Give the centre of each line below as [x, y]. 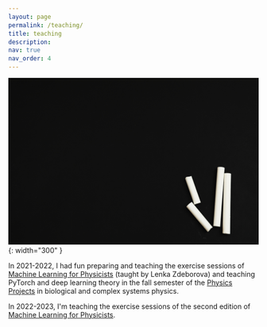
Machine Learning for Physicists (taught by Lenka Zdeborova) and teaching [132, 274]
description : [30, 42]
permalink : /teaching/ [46, 25]
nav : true [25, 50]
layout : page [30, 17]
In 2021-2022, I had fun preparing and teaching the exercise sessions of [126, 265]
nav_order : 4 [30, 59]
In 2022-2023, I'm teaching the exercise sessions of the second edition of [130, 306]
